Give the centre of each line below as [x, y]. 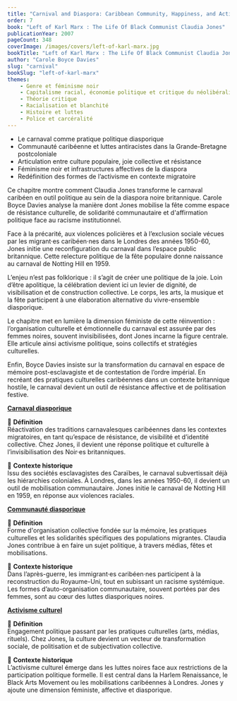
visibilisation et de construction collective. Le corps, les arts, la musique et [115, 292]
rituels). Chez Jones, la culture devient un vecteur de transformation [107, 638]
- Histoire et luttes [51, 112]
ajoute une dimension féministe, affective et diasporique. [90, 690]
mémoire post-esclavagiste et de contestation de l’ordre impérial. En [107, 372]
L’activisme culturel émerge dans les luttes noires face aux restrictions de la [117, 667]
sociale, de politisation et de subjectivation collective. [85, 646]
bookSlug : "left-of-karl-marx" [53, 73]
